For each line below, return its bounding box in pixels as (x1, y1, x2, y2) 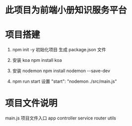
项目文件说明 (5, 98, 58, 109)
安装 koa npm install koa (12, 57, 62, 63)
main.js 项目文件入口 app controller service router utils (5, 115, 117, 121)
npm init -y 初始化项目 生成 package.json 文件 (12, 47, 106, 53)
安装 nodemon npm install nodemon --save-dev (12, 68, 111, 74)
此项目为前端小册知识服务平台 (5, 4, 128, 16)
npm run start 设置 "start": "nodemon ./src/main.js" (12, 78, 117, 85)
